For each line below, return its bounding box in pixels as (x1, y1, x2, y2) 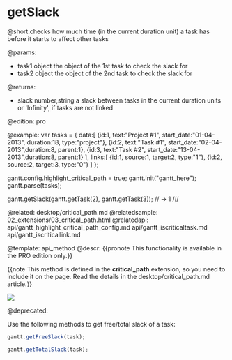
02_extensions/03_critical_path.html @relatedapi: (7, 216, 149, 224)
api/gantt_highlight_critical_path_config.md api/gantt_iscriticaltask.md (7, 223, 208, 231)
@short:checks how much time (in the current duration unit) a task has (7, 27, 210, 36)
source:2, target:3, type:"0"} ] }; (7, 160, 99, 168)
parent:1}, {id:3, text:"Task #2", (58, 145, 146, 153)
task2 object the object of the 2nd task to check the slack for (17, 69, 193, 77)
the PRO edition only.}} (7, 251, 73, 260)
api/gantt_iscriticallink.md (7, 230, 82, 239)
